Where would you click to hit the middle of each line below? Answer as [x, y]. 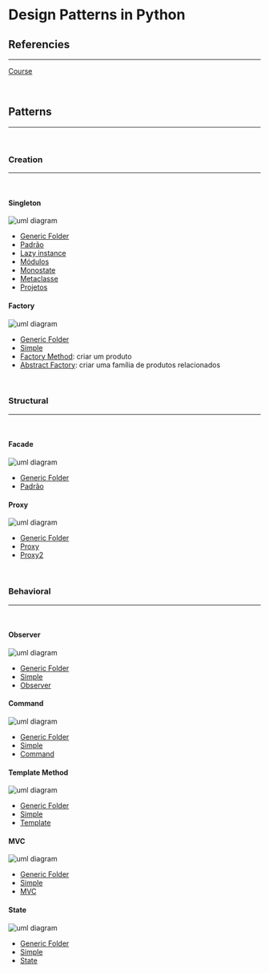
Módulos [34, 261]
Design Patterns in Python [97, 15]
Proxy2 [32, 555]
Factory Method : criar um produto [76, 356]
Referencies [39, 45]
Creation [26, 160]
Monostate [38, 270]
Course [20, 71]
